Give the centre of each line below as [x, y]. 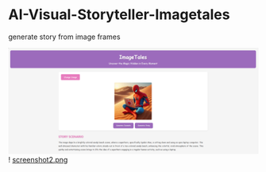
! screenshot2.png [38, 160]
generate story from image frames [64, 37]
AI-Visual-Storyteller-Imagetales [119, 15]
